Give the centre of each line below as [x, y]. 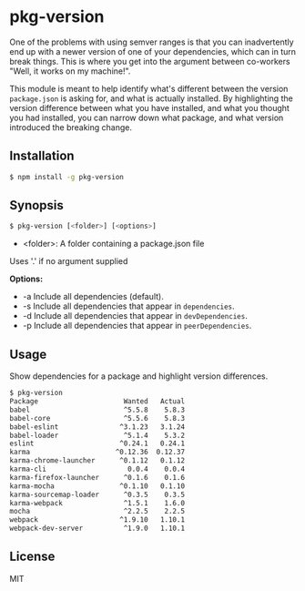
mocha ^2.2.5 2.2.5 [97, 512]
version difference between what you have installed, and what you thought [149, 107]
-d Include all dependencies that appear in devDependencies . [135, 316]
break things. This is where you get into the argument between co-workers [150, 61]
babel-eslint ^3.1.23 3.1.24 [97, 427]
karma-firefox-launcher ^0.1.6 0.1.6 [97, 477]
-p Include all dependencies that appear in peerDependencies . [137, 326]
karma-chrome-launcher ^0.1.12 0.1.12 [97, 461]
